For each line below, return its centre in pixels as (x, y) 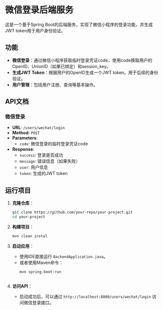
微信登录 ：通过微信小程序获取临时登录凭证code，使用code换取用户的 (82, 60)
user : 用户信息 (34, 167)
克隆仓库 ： (23, 203)
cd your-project (29, 217)
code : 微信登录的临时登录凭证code (54, 144)
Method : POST (26, 133)
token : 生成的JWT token (43, 174)
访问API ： (22, 286)
